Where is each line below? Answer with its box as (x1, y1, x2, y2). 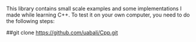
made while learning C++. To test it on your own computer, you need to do (6, 11, 190, 18)
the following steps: (6, 18, 55, 24)
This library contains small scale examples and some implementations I (6, 5, 182, 12)
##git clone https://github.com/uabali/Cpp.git (6, 29, 118, 36)
